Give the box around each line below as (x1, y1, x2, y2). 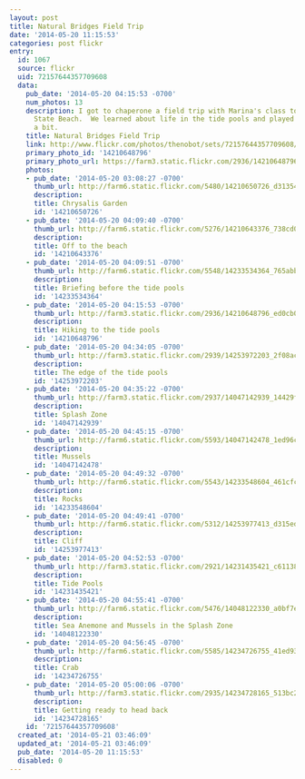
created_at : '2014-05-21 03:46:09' (17, 731, 152, 740)
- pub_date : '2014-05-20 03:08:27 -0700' (25, 173, 184, 182)
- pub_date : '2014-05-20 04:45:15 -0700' (25, 427, 184, 436)
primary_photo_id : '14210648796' (25, 148, 152, 157)
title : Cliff (33, 537, 84, 546)
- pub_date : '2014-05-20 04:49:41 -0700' (25, 511, 184, 520)
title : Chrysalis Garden (33, 199, 128, 209)
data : (17, 81, 39, 90)
